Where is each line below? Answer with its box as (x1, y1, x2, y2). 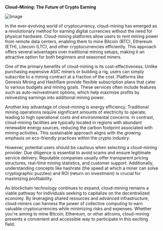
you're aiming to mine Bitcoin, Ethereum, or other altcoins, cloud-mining (5, 211, 149, 216)
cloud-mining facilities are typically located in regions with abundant (5, 119, 142, 125)
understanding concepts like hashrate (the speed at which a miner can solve (5, 165, 159, 171)
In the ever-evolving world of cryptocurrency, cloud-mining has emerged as (5, 23, 157, 29)
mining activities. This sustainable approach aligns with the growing (5, 130, 141, 135)
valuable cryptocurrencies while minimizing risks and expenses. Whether (5, 206, 152, 212)
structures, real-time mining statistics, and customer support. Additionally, (5, 160, 154, 166)
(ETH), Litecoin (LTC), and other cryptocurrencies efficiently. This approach (5, 44, 157, 49)
